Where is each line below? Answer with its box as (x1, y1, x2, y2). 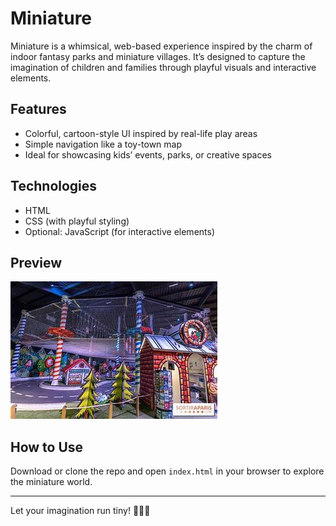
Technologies (10, 178, 98, 195)
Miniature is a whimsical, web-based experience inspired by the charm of (10, 40, 313, 52)
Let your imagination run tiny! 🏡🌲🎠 (10, 505, 151, 517)
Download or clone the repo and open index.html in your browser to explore (10, 465, 325, 477)
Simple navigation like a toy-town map (24, 138, 183, 150)
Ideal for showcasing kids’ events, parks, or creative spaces (24, 148, 272, 161)
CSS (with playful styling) (24, 215, 130, 227)
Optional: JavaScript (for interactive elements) (24, 225, 216, 237)
